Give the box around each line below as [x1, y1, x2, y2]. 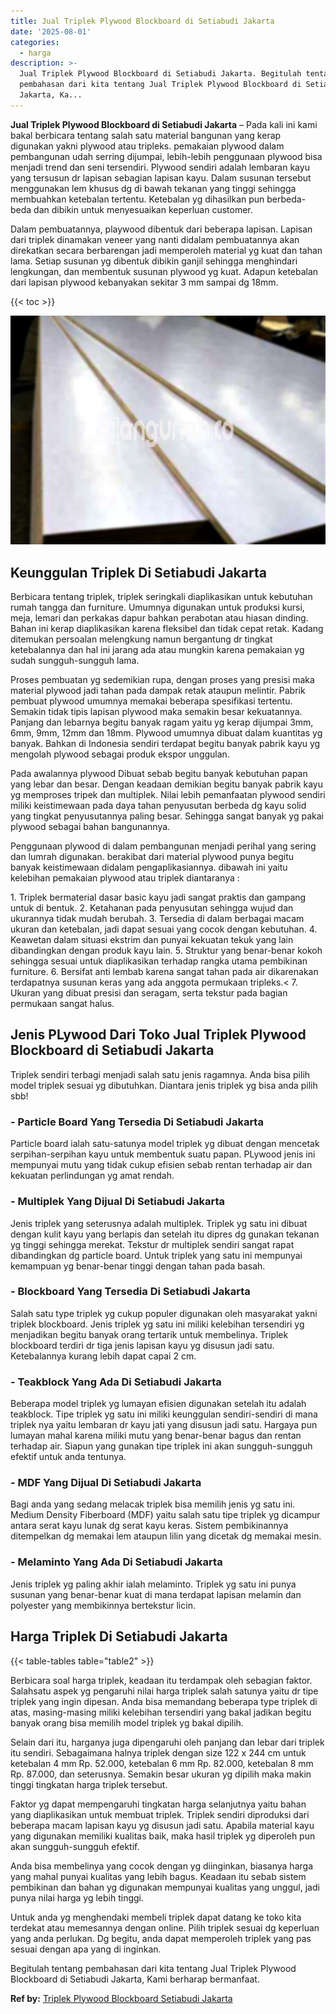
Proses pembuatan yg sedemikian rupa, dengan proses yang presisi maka [10, 674, 315, 686]
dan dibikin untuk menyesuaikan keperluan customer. [33, 203, 253, 215]
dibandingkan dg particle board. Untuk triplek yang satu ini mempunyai [10, 1249, 303, 1261]
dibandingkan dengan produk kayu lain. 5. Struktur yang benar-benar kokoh [10, 945, 323, 957]
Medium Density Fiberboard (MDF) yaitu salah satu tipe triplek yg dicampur [10, 1509, 321, 1521]
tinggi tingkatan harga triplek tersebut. [10, 1778, 168, 1790]
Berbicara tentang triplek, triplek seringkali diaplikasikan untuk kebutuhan [10, 591, 313, 603]
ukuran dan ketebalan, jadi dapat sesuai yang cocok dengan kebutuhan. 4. [10, 923, 318, 935]
